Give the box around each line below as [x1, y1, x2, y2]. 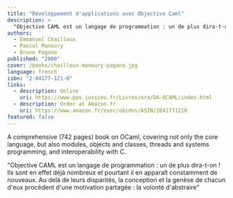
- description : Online [13, 88, 79, 94]
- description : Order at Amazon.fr [13, 101, 116, 108]
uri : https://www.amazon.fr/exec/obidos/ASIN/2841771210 [19, 107, 188, 114]
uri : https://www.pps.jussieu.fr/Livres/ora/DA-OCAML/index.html [19, 94, 213, 101]
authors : [7, 29, 33, 37]
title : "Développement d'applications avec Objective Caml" [7, 10, 185, 17]
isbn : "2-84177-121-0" [7, 74, 73, 82]
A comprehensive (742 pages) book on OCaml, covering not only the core [7, 133, 218, 141]
